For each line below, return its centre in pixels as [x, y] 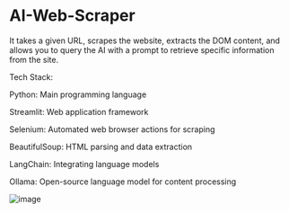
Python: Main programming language [78, 94]
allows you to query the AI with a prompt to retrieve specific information [142, 49]
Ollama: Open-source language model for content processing [123, 182]
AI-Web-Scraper [73, 16]
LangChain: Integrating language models [84, 164]
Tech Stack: [31, 76]
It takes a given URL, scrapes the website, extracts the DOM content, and [145, 40]
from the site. [34, 59]
